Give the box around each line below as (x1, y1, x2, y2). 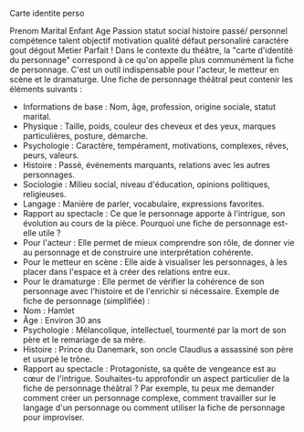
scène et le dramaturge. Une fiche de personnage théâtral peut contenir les (9, 74, 294, 85)
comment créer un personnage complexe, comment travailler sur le (22, 393, 277, 403)
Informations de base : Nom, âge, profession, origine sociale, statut (22, 101, 277, 112)
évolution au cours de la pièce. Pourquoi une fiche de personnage (22, 218, 271, 228)
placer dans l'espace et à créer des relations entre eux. (22, 267, 231, 277)
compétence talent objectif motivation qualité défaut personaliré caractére (9, 36, 289, 46)
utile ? (37, 227, 61, 238)
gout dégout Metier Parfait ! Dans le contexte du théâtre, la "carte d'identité (9, 45, 294, 56)
